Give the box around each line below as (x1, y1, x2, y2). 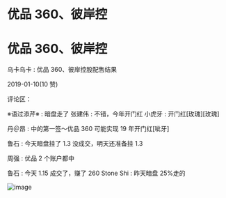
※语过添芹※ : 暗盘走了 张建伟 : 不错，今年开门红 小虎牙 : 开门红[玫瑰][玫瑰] (7, 109, 220, 119)
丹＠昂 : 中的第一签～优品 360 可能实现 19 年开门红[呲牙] (7, 125, 170, 133)
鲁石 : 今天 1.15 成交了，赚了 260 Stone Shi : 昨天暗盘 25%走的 (7, 169, 186, 178)
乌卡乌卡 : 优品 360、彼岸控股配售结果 (7, 66, 118, 74)
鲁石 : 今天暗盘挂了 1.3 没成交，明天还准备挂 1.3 (7, 139, 143, 148)
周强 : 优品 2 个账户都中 (7, 154, 75, 162)
